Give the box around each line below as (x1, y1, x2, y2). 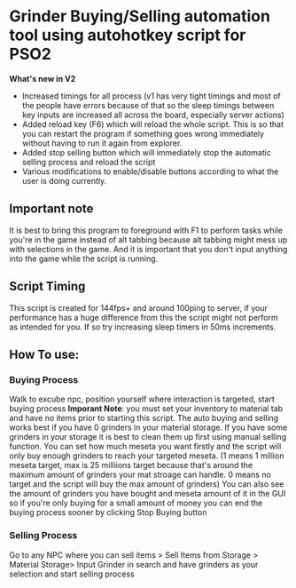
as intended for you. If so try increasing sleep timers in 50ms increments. (9, 322, 277, 332)
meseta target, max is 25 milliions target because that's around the (9, 460, 253, 471)
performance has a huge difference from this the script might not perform (9, 312, 278, 322)
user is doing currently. (21, 175, 107, 186)
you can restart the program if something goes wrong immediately (21, 128, 264, 139)
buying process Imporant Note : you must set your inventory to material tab (9, 403, 284, 414)
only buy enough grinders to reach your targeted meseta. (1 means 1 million (9, 450, 284, 461)
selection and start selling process (9, 568, 135, 579)
